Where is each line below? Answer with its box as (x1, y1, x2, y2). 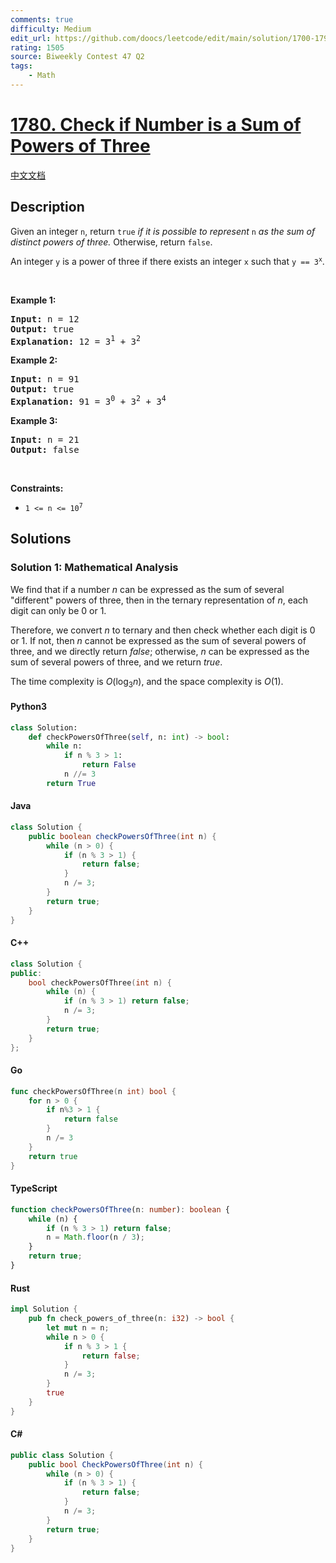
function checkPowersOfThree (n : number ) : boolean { (10, 1204, 230, 1215)
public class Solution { (10, 1450, 114, 1460)
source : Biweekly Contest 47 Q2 (10, 52, 145, 62)
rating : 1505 (10, 42, 65, 53)
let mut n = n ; (46, 1322, 110, 1333)
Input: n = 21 (10, 434, 80, 445)
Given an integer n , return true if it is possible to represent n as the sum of (10, 225, 316, 237)
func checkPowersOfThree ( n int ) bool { (10, 1086, 177, 1096)
